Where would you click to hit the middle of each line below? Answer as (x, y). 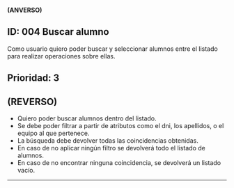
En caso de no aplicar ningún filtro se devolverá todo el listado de (111, 148)
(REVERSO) (32, 101)
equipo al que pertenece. (53, 133)
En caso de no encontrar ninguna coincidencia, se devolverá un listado (119, 163)
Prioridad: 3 (33, 78)
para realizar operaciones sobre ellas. (61, 56)
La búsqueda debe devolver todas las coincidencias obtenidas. (108, 141)
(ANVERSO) (25, 10)
